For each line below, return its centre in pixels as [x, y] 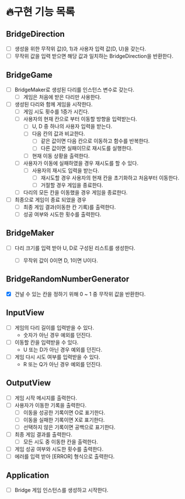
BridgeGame [29, 75]
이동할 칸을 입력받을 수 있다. [46, 342]
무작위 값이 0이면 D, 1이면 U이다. [60, 260]
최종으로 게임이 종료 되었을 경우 [50, 199]
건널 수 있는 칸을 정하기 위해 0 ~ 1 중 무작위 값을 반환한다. [80, 294]
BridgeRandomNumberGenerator [68, 279]
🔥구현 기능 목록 [41, 12]
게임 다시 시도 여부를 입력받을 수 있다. [57, 357]
